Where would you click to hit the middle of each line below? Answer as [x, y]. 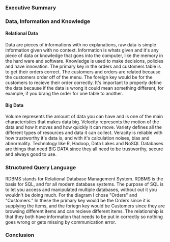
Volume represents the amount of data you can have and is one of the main [84, 117]
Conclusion [20, 235]
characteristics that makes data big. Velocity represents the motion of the [82, 122]
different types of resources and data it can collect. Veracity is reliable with [84, 133]
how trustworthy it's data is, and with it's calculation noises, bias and [77, 138]
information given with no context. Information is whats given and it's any [82, 50]
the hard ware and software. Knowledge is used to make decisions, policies [84, 61]
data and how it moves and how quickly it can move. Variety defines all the [83, 127]
